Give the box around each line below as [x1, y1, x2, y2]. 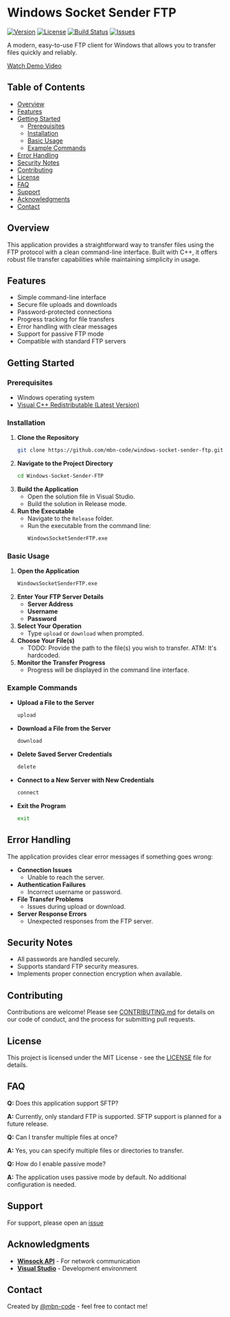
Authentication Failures [16, 880, 86, 889]
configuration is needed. [7, 1180, 77, 1188]
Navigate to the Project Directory [16, 459, 113, 467]
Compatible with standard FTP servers [16, 337, 126, 346]
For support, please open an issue [7, 1219, 104, 1227]
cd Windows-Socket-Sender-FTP [16, 473, 104, 480]
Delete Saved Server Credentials [16, 750, 113, 759]
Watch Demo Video [7, 61, 62, 70]
